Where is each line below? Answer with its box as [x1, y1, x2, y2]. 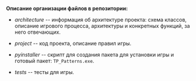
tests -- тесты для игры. [14, 69, 74, 75]
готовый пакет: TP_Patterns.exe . [14, 58, 95, 64]
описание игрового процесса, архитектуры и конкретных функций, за [14, 23, 190, 29]
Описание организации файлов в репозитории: [6, 5, 128, 12]
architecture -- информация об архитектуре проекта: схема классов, [14, 16, 187, 23]
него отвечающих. [14, 29, 61, 36]
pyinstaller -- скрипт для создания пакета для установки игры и [14, 51, 174, 58]
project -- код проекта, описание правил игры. [14, 40, 132, 47]
